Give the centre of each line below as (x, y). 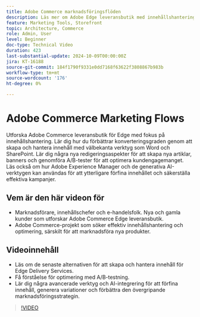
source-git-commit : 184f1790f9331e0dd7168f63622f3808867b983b (85, 67)
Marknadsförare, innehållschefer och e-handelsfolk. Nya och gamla (98, 212)
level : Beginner (26, 39)
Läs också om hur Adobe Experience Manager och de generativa (86, 166)
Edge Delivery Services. (44, 271)
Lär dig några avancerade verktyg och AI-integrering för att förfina (96, 283)
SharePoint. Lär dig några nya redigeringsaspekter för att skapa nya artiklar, (99, 154)
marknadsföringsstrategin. (47, 296)
